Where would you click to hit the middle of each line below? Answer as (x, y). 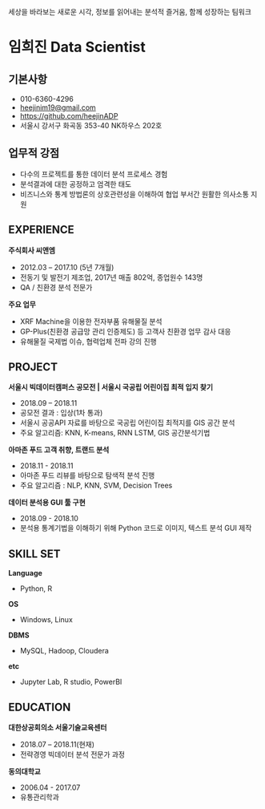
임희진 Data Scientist (77, 47)
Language (25, 573)
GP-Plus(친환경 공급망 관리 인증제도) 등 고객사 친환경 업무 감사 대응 (125, 331)
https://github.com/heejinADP (69, 116)
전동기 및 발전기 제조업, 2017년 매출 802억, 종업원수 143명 (111, 277)
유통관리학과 (40, 797)
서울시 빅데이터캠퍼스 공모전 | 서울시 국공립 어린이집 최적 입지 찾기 (111, 387)
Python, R (36, 589)
